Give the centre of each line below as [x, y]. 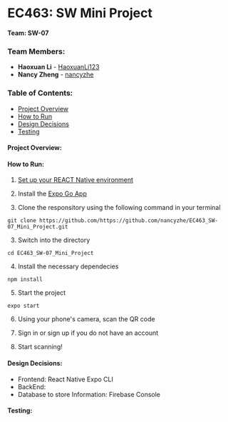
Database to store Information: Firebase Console [89, 394]
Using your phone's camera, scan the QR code [86, 319]
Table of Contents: [40, 93]
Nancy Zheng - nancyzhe [56, 75]
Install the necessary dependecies [68, 266]
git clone [22, 221]
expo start [24, 306]
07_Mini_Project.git [38, 227]
